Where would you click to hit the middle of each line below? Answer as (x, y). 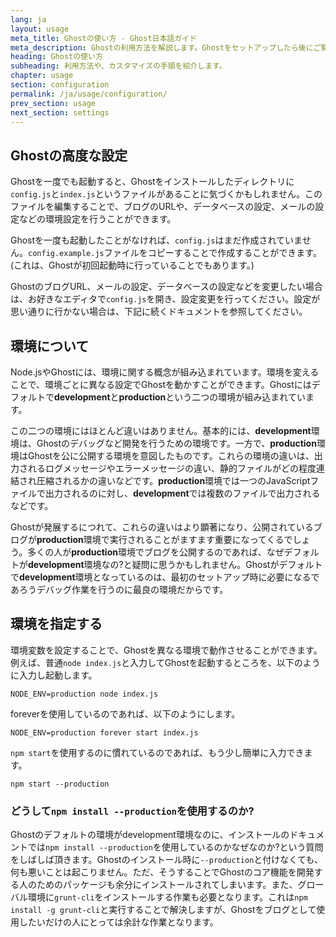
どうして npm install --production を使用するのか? (132, 811)
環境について (50, 346)
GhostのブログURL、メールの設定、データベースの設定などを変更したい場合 (166, 287)
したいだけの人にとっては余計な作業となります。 (118, 922)
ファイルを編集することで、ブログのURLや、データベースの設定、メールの (163, 207)
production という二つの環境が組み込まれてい (212, 397)
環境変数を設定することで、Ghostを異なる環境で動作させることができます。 (166, 650)
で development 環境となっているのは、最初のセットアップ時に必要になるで (165, 577)
